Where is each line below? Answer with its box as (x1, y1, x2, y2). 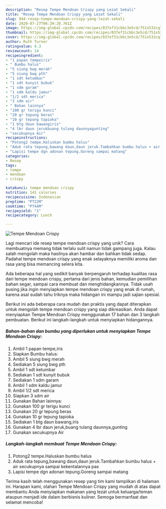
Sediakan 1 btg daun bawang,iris (12, 419, 79, 425)
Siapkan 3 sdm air (12, 393, 50, 399)
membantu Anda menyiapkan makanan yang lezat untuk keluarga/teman (5, 489, 153, 495)
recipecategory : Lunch (5, 213, 52, 218)
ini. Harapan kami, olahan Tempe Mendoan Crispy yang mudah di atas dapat (5, 483, 161, 490)
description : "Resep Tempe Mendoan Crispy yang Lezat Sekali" (5, 7, 136, 12)
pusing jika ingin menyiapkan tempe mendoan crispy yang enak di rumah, (5, 286, 155, 292)
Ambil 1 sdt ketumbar (12, 367, 56, 373)
